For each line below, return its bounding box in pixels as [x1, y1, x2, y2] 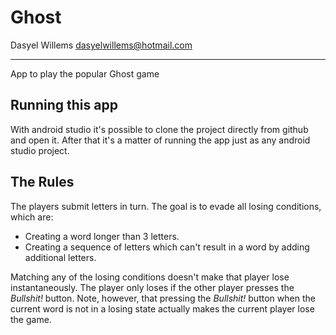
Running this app [10, 97, 118, 114]
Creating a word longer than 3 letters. [24, 230, 180, 242]
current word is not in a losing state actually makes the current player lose [10, 302, 315, 315]
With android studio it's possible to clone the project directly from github [10, 123, 309, 135]
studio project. [10, 144, 70, 156]
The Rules [10, 174, 75, 191]
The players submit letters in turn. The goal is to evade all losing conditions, [10, 200, 322, 212]
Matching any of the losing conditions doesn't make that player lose [10, 271, 290, 283]
